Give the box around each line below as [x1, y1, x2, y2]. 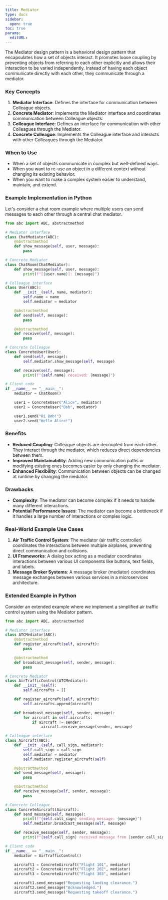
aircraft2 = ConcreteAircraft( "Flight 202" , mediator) [14, 867, 131, 872]
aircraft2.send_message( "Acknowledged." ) [14, 885, 101, 890]
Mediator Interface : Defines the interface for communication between [12, 100, 157, 106]
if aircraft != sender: [31, 720, 81, 725]
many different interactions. [12, 503, 69, 509]
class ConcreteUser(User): [5, 350, 61, 355]
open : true [9, 21, 32, 27]
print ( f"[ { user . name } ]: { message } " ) [23, 271, 99, 276]
